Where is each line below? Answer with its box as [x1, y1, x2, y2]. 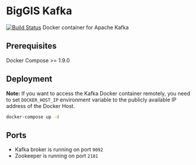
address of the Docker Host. [6, 102, 75, 109]
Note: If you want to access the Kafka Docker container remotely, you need [6, 90, 191, 97]
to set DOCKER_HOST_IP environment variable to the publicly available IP [6, 96, 176, 103]
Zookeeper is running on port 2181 [14, 153, 99, 160]
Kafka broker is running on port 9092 [14, 146, 104, 153]
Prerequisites [6, 41, 57, 51]
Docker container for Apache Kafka [42, 24, 129, 31]
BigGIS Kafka [6, 4, 72, 18]
